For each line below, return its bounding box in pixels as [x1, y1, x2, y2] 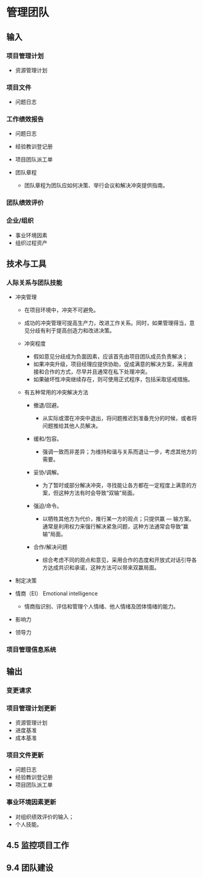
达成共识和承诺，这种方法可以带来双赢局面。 [47, 564, 160, 571]
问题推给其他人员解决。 [42, 422, 101, 430]
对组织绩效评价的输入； [15, 813, 74, 820]
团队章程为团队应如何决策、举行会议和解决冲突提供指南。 [24, 182, 168, 189]
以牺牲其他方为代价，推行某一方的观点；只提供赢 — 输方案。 [42, 515, 195, 523]
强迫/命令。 [33, 502, 63, 510]
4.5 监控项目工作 [6, 840, 69, 851]
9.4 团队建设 [6, 863, 53, 873]
